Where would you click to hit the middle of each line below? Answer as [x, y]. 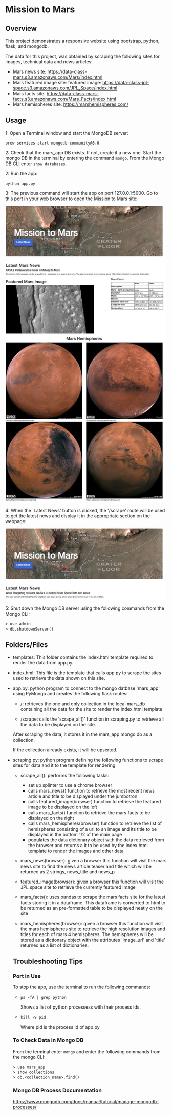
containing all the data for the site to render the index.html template [91, 709]
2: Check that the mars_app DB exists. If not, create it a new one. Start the [83, 152]
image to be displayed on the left [62, 807]
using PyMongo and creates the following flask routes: [70, 693]
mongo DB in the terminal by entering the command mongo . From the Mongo [85, 158]
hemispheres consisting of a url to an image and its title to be [92, 829]
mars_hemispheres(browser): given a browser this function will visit [92, 923]
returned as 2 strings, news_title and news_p [68, 871]
